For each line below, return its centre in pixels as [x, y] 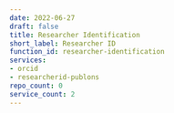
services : [28, 60]
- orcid [24, 69]
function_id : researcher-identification [87, 52]
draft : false [34, 26]
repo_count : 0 [36, 86]
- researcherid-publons [55, 77]
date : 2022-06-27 [42, 18]
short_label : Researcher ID [63, 43]
